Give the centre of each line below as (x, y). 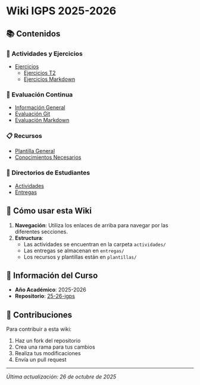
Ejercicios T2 (40, 73)
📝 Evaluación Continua (40, 95)
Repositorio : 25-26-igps (45, 296)
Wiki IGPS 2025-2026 (61, 11)
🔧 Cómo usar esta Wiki (49, 211)
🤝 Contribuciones (39, 314)
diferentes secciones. (41, 231)
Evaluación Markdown (42, 120)
